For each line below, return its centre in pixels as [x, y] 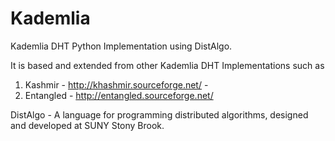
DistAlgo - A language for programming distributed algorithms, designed [159, 114]
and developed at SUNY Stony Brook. [87, 125]
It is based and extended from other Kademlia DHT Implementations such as [167, 65]
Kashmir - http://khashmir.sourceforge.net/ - [116, 84]
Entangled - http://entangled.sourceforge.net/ [119, 95]
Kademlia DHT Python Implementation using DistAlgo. [121, 46]
